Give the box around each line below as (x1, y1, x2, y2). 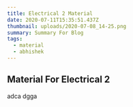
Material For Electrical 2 (7, 73, 110, 86)
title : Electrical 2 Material (7, 10, 93, 17)
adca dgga (7, 92, 38, 100)
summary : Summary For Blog (7, 29, 84, 36)
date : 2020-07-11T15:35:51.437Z (7, 16, 99, 23)
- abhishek (13, 49, 44, 56)
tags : (7, 36, 23, 43)
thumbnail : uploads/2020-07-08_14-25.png (7, 23, 127, 29)
